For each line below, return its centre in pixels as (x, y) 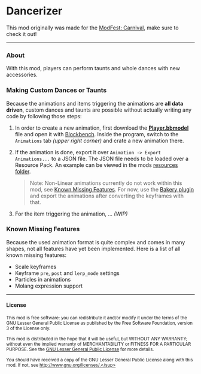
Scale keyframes (36, 267)
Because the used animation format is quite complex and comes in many (96, 242)
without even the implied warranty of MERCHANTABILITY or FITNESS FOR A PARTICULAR (99, 344)
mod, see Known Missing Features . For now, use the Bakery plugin (112, 189)
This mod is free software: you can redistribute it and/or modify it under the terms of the (97, 318)
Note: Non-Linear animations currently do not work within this (106, 183)
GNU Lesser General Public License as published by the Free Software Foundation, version (100, 323)
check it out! (22, 34)
